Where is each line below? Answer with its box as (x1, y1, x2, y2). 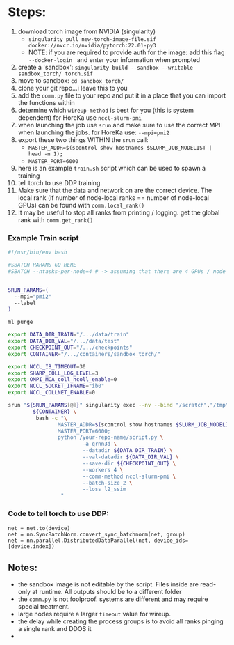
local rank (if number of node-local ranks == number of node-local (17, 193, 209, 202)
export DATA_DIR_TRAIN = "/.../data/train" (8, 332, 130, 339)
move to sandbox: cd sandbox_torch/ (17, 76, 124, 84)
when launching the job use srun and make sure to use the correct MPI (17, 121, 221, 129)
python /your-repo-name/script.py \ (57, 434, 164, 441)
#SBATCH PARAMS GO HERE (8, 262, 77, 269)
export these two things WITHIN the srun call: (17, 135, 149, 143)
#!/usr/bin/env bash (8, 249, 68, 256)
